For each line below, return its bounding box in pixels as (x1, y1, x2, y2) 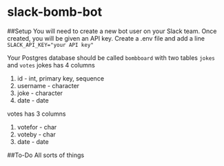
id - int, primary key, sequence (17, 74, 105, 83)
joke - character (17, 89, 63, 97)
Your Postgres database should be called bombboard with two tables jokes (7, 53, 215, 62)
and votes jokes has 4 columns (7, 61, 95, 69)
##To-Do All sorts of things (7, 151, 85, 159)
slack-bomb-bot (7, 4, 102, 20)
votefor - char (17, 123, 57, 131)
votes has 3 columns (7, 110, 66, 118)
